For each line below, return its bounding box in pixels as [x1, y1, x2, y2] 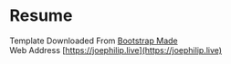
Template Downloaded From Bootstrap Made [9, 35, 178, 46]
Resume [9, 5, 73, 26]
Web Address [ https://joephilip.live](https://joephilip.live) [9, 44, 222, 55]
